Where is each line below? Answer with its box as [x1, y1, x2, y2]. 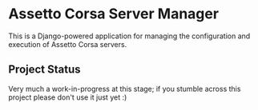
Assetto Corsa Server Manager [8, 5, 219, 23]
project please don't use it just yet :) [8, 92, 127, 102]
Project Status [8, 63, 82, 77]
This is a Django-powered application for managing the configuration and [8, 31, 251, 41]
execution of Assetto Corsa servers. [8, 39, 127, 49]
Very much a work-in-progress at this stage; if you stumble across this [8, 84, 241, 93]
